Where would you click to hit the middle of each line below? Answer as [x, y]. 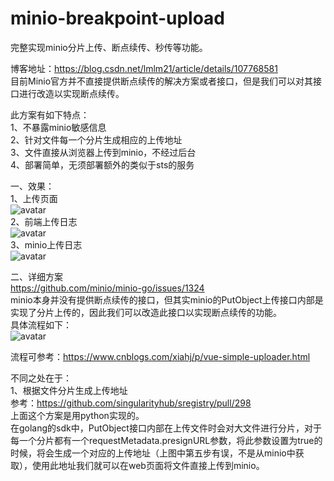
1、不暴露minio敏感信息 [58, 127]
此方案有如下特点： [50, 114]
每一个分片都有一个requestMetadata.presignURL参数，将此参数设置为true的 [166, 440]
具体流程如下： [41, 324]
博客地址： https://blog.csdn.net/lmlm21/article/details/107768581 [144, 68]
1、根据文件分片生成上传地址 [69, 390]
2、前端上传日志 [44, 221]
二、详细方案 [36, 276]
